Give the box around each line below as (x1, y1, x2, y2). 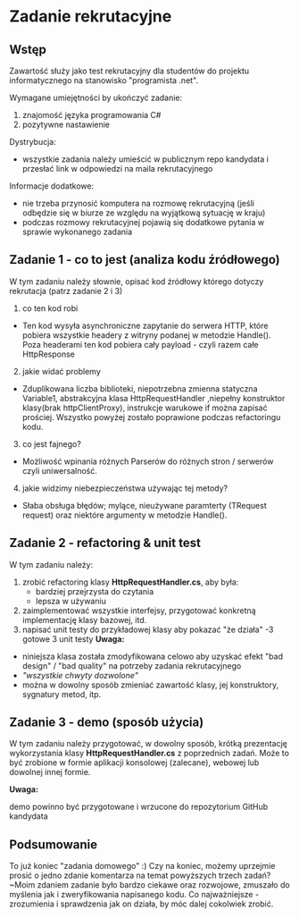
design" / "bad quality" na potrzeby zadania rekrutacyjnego (21, 660, 242, 671)
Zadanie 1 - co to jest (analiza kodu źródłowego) (9, 252, 280, 267)
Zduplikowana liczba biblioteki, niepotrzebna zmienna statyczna (21, 383, 258, 394)
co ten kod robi (21, 302, 79, 314)
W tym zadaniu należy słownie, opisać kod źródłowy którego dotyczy (9, 275, 264, 287)
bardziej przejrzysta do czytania (35, 585, 154, 596)
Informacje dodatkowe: (9, 181, 95, 191)
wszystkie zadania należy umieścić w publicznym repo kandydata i (21, 154, 270, 164)
